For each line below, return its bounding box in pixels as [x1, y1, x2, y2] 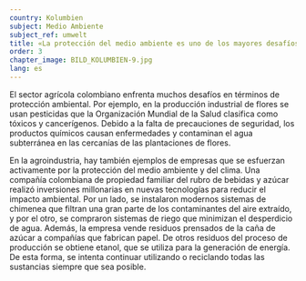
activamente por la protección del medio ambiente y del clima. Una [9, 165, 260, 176]
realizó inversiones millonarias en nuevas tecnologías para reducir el [9, 184, 267, 195]
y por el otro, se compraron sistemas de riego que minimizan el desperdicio [9, 213, 293, 224]
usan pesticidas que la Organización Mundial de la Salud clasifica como [9, 108, 279, 119]
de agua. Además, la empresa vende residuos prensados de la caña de [9, 222, 276, 233]
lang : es [9, 65, 43, 74]
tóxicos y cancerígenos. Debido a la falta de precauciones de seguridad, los [9, 117, 295, 128]
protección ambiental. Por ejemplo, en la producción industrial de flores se [9, 98, 290, 109]
